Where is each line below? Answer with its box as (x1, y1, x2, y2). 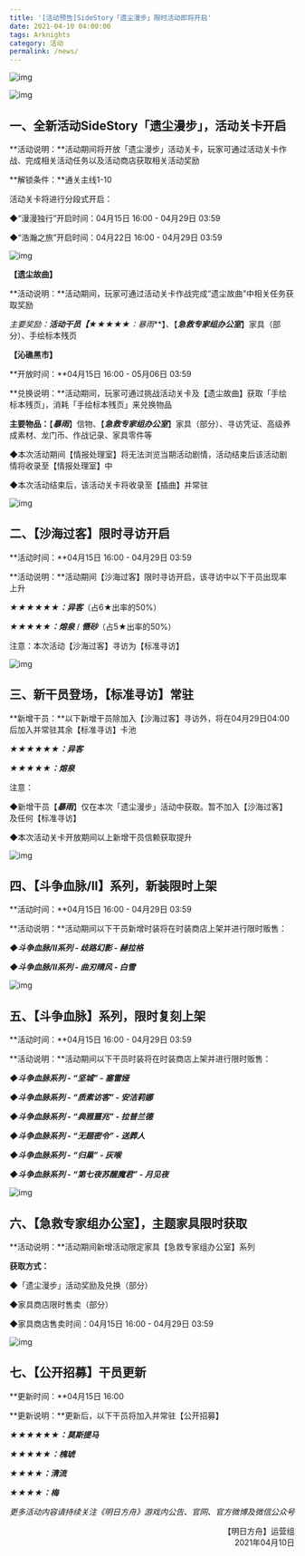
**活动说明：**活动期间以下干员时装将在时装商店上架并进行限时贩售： (9, 1053, 272, 1065)
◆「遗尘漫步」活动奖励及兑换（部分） (9, 1280, 153, 1290)
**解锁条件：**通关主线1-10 (9, 174, 112, 185)
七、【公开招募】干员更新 (9, 1365, 147, 1380)
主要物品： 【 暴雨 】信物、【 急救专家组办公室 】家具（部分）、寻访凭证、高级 (9, 418, 283, 429)
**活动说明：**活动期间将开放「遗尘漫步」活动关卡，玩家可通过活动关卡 (9, 143, 280, 154)
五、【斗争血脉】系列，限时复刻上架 (9, 1008, 206, 1024)
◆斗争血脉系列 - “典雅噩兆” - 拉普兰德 (9, 1111, 154, 1122)
